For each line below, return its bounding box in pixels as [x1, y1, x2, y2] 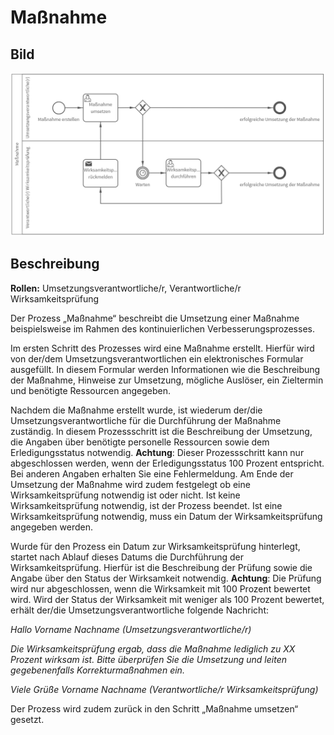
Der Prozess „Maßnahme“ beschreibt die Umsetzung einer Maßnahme [10, 312, 300, 324]
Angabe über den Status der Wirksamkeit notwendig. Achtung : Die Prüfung [10, 572, 322, 584]
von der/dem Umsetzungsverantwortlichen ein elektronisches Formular [10, 352, 304, 365]
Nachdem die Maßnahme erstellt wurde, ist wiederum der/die [10, 404, 263, 416]
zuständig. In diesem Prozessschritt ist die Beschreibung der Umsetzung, [10, 425, 313, 437]
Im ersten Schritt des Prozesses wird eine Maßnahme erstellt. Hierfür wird [10, 342, 315, 354]
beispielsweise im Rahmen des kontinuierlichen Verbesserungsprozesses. [10, 322, 315, 335]
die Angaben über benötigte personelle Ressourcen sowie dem [10, 436, 270, 448]
